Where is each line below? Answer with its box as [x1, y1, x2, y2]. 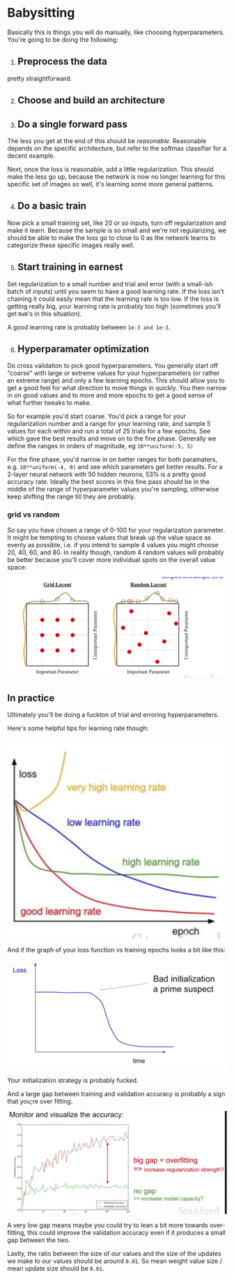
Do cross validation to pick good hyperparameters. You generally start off [7, 362, 218, 370]
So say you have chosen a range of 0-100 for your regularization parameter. [7, 526, 225, 534]
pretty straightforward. [7, 74, 72, 82]
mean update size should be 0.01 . [7, 1264, 104, 1272]
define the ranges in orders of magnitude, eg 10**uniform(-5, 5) [7, 442, 194, 450]
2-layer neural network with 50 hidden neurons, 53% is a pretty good [7, 470, 206, 479]
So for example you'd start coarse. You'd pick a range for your [7, 412, 187, 420]
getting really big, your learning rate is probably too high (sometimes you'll [7, 302, 221, 310]
